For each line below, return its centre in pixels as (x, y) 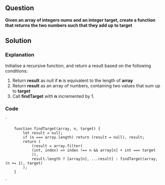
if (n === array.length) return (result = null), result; (84, 137)
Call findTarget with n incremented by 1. (53, 96)
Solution (18, 41)
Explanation (20, 55)
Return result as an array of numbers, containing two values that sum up (86, 85)
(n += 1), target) (24, 163)
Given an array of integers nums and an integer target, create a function (80, 20)
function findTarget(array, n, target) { (57, 129)
